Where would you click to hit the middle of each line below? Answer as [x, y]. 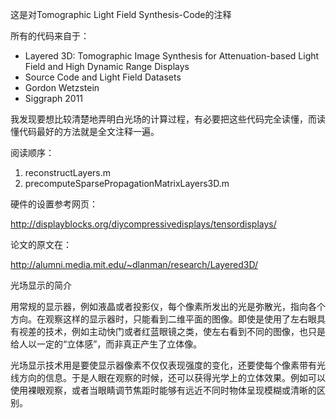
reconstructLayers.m [68, 172]
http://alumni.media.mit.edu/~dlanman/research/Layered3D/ [134, 264]
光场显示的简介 [41, 285]
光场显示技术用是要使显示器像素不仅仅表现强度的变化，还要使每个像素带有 [163, 365]
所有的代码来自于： [50, 36]
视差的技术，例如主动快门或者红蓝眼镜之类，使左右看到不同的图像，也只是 [172, 331]
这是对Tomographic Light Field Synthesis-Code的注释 [121, 14]
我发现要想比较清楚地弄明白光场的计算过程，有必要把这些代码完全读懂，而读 [168, 119]
